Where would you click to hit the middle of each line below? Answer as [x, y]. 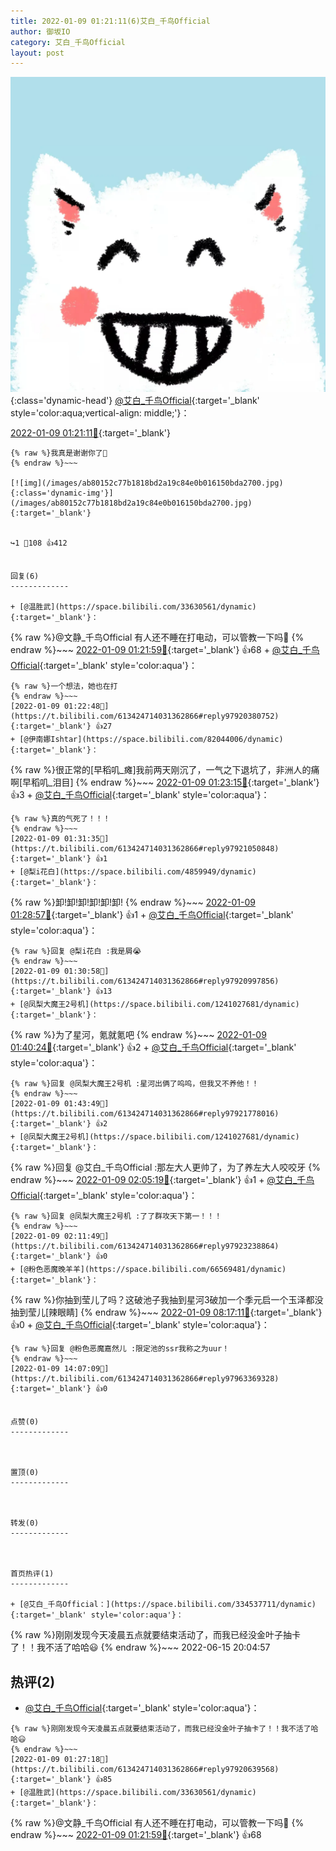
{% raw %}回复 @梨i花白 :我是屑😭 [76, 951]
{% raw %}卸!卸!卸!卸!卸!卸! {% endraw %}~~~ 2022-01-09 [133, 902]
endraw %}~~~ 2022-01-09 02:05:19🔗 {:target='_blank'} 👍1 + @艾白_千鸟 [162, 1180]
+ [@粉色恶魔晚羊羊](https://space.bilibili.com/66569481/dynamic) [148, 1270]
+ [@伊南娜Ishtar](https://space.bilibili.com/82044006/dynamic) [147, 740]
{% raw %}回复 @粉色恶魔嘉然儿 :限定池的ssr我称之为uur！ [120, 1349]
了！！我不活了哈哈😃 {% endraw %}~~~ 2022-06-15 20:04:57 [140, 1647]
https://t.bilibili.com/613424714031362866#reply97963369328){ [145, 1379]
